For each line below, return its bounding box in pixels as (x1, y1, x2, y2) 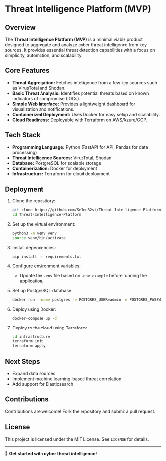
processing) (12, 149, 37, 155)
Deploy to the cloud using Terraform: (12, 325, 87, 330)
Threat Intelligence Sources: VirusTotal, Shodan (12, 155, 112, 161)
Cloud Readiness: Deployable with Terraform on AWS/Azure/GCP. (12, 117, 148, 123)
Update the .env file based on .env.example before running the (19, 272, 147, 278)
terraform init (12, 339, 44, 344)
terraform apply (12, 343, 46, 348)
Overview (5, 23, 36, 32)
